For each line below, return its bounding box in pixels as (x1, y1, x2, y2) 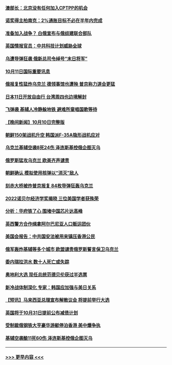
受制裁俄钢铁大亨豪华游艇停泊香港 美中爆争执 (5, 322, 101, 329)
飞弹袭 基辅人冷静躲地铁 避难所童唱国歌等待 (5, 106, 97, 112)
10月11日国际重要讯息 (5, 68, 50, 74)
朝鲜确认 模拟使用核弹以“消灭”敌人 (5, 170, 79, 176)
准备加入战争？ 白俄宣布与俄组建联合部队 (5, 30, 92, 36)
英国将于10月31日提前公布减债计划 (5, 310, 78, 316)
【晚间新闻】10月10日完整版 (5, 119, 65, 125)
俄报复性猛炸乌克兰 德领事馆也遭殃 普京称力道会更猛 (5, 81, 115, 87)
